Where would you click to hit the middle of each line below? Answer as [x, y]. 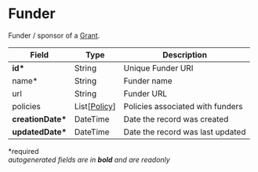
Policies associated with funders [183, 106]
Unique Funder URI [158, 68]
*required [24, 151]
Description [185, 54]
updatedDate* [40, 132]
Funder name [148, 81]
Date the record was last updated [185, 132]
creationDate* [39, 119]
